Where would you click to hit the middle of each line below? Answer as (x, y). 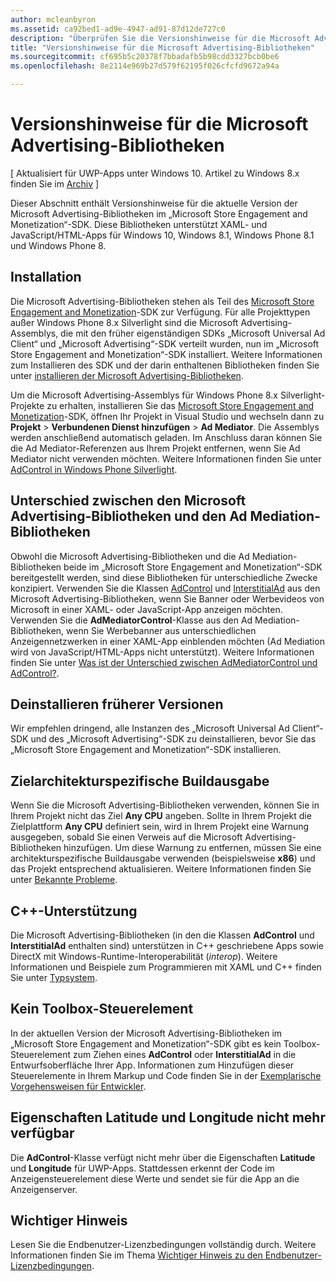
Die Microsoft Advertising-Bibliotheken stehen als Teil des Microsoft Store (162, 301)
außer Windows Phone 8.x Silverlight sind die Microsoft (124, 322)
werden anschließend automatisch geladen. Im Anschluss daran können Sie (166, 437)
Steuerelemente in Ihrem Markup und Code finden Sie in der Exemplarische (166, 1075)
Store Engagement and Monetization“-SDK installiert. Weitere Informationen (166, 354)
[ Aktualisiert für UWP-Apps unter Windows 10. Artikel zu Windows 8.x (155, 173)
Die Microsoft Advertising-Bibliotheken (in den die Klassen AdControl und (162, 935)
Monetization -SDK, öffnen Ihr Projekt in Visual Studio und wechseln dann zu (167, 416)
